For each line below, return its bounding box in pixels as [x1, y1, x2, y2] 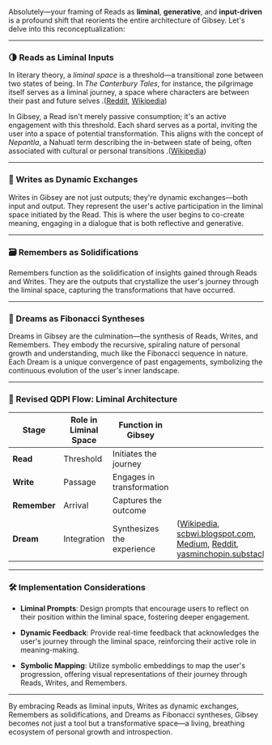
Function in [118, 419, 164, 431]
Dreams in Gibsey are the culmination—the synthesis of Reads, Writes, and [8, 331, 258, 341]
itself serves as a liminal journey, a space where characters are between [8, 87, 249, 97]
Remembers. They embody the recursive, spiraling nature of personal [8, 340, 240, 350]
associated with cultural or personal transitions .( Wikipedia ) [8, 146, 206, 156]
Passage [63, 477, 96, 488]
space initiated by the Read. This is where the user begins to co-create [8, 210, 245, 219]
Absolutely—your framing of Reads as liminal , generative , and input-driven [8, 7, 263, 16]
